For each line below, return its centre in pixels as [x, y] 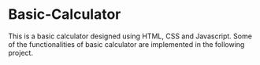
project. [21, 52]
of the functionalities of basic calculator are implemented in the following [126, 44]
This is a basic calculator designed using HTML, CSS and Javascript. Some [130, 36]
